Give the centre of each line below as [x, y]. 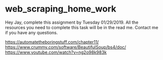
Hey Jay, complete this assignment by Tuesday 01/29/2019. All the [72, 22]
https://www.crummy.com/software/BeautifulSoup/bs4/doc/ [66, 47]
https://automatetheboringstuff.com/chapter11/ [52, 42]
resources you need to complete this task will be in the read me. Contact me [82, 27]
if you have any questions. [31, 32]
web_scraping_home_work [61, 9]
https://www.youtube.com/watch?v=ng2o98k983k [56, 52]
